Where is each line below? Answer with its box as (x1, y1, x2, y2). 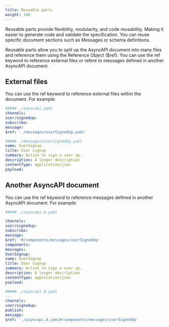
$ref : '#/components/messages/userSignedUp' (5, 237, 100, 242)
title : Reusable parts (5, 7, 53, 13)
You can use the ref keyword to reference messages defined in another (5, 194, 153, 200)
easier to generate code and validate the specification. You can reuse (5, 31, 150, 37)
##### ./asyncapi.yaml (5, 106, 53, 111)
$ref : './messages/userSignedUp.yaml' (5, 130, 87, 135)
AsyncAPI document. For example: (5, 199, 77, 206)
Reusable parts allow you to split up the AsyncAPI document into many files (5, 47, 162, 53)
